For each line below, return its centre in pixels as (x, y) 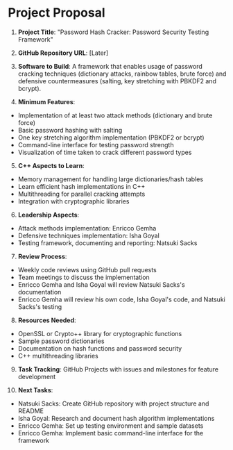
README (31, 410)
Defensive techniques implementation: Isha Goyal (89, 235)
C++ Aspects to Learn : (51, 165)
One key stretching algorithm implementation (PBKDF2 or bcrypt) (111, 137)
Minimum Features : (46, 101)
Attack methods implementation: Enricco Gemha (87, 228)
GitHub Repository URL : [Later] (63, 53)
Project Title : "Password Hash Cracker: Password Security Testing (113, 32)
